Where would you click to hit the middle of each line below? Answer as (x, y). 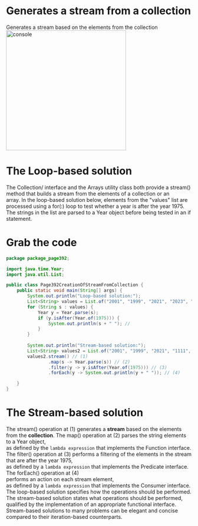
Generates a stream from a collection (99, 11)
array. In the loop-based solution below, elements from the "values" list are (97, 200)
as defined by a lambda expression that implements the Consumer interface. (98, 486)
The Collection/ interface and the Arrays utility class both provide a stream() (98, 187)
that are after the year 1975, (39, 460)
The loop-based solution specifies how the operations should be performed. (99, 492)
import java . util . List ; (35, 275)
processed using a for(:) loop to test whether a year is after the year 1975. (95, 206)
